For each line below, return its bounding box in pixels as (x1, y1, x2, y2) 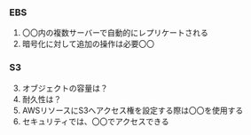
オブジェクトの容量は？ (21, 83, 108, 93)
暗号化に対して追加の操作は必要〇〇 (21, 38, 155, 50)
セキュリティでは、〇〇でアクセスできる (21, 115, 169, 126)
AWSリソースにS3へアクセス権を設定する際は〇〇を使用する (21, 105, 244, 115)
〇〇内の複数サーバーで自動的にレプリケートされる (21, 28, 208, 38)
